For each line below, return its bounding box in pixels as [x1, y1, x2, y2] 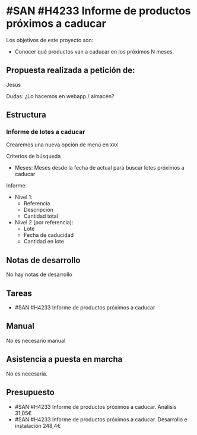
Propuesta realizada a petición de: [6, 65, 135, 76]
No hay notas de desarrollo [6, 271, 72, 278]
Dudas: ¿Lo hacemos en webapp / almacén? [6, 92, 115, 99]
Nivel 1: [14, 193, 33, 201]
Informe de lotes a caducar [6, 128, 85, 136]
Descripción [23, 206, 53, 214]
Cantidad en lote [23, 238, 64, 245]
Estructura [6, 110, 46, 120]
